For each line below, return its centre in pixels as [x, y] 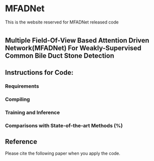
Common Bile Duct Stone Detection [60, 56]
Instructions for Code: [39, 72]
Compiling [18, 99]
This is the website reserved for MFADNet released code [62, 22]
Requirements [22, 86]
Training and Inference [32, 113]
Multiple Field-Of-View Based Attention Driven [77, 40]
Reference [21, 142]
